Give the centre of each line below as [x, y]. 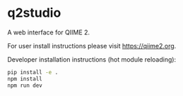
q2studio [34, 13]
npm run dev [25, 85]
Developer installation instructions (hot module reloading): [92, 59]
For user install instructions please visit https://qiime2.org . [92, 46]
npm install [25, 78]
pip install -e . [33, 72]
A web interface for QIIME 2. [49, 32]
